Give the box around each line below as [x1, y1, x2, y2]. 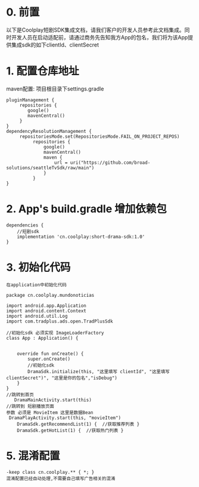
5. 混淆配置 [6, 449, 60, 463]
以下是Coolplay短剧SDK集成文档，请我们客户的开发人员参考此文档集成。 [6, 26, 185, 33]
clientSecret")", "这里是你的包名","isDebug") [6, 375, 117, 381]
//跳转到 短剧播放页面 [6, 403, 55, 409]
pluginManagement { [6, 97, 55, 103]
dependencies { [6, 222, 44, 228]
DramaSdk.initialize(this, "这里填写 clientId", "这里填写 [27, 368, 170, 374]
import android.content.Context [6, 308, 86, 314]
